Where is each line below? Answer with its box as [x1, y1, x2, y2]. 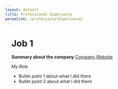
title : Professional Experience [5, 12, 72, 17]
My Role [11, 64, 28, 70]
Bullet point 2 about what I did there [18, 79, 92, 85]
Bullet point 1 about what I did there [18, 73, 91, 79]
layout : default [5, 7, 39, 12]
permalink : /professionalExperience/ [5, 16, 84, 21]
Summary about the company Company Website [11, 54, 113, 60]
